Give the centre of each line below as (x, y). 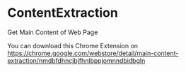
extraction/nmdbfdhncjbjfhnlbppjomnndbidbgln (76, 60)
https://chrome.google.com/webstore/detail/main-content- (93, 53)
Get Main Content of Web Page (53, 32)
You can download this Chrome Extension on (73, 45)
